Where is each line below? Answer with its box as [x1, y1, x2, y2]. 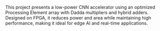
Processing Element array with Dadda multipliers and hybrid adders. [5, 9, 149, 15]
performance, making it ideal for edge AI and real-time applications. [5, 20, 148, 26]
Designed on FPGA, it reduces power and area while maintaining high [5, 15, 151, 20]
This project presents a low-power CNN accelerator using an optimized [5, 4, 155, 10]
